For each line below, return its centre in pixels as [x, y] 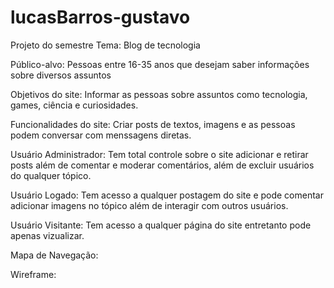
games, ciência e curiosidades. [74, 105]
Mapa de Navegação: [54, 255]
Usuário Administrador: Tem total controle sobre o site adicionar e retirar [159, 154]
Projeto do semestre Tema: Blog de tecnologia [105, 45]
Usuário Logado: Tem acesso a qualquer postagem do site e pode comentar [167, 195]
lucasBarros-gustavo [100, 17]
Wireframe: [33, 274]
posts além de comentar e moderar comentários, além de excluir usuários [162, 165]
